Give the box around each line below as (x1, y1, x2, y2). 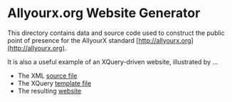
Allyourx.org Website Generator (7, 5, 201, 21)
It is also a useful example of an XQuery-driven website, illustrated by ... (7, 57, 218, 66)
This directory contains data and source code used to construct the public (7, 29, 226, 37)
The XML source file (17, 71, 78, 80)
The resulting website (17, 86, 82, 95)
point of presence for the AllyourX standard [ (7, 36, 139, 44)
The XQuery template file (17, 78, 92, 87)
